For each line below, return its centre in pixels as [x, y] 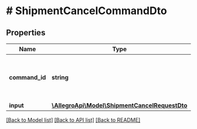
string [60, 77]
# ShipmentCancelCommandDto [86, 11]
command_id [28, 77]
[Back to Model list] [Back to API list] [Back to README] [73, 120]
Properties [26, 33]
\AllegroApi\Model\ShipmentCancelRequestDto [120, 105]
